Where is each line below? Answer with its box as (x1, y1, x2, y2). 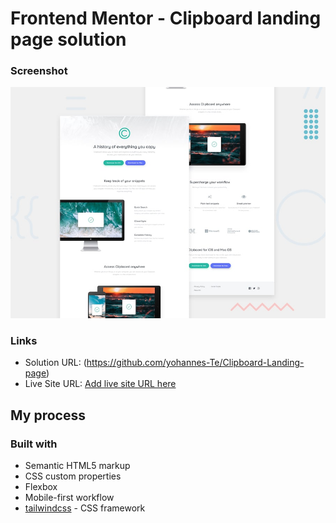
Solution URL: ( (24, 357, 87, 369)
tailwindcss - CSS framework (24, 502, 146, 514)
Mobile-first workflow (24, 492, 115, 504)
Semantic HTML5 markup (24, 460, 131, 472)
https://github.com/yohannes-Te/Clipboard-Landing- (86, 357, 305, 369)
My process (10, 407, 86, 424)
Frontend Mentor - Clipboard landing (10, 7, 322, 30)
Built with (10, 437, 58, 451)
